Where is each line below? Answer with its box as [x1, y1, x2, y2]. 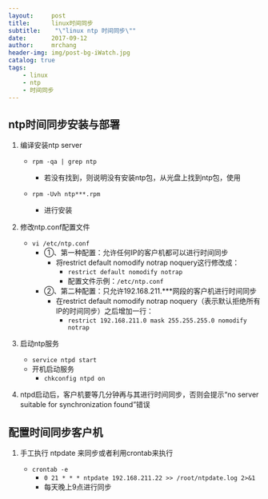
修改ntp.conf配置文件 [19, 222, 90, 232]
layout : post [8, 11, 66, 20]
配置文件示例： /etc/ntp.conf [67, 277, 164, 286]
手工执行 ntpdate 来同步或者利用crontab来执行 [19, 449, 174, 457]
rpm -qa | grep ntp [31, 158, 98, 166]
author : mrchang [8, 42, 78, 50]
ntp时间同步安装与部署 [8, 118, 121, 131]
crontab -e [31, 465, 69, 473]
